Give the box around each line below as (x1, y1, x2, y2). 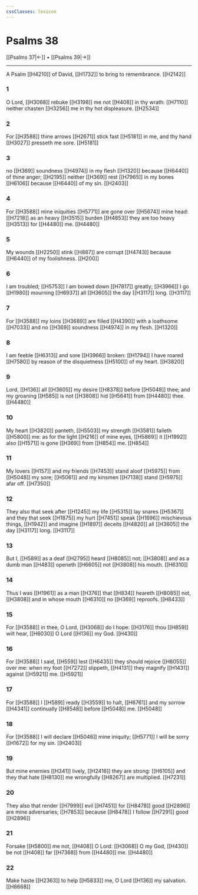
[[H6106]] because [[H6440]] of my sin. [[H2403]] (6, 180, 128, 187)
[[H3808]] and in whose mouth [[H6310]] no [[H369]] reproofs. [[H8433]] (6, 595, 185, 603)
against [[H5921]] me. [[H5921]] (6, 670, 84, 678)
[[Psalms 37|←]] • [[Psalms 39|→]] (6, 54, 91, 61)
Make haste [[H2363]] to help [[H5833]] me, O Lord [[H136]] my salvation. (6, 877, 187, 884)
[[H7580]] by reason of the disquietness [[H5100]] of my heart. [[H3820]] (6, 358, 184, 365)
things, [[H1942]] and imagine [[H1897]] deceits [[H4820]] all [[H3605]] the (6, 521, 189, 528)
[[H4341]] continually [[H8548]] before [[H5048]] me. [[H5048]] (6, 705, 162, 712)
